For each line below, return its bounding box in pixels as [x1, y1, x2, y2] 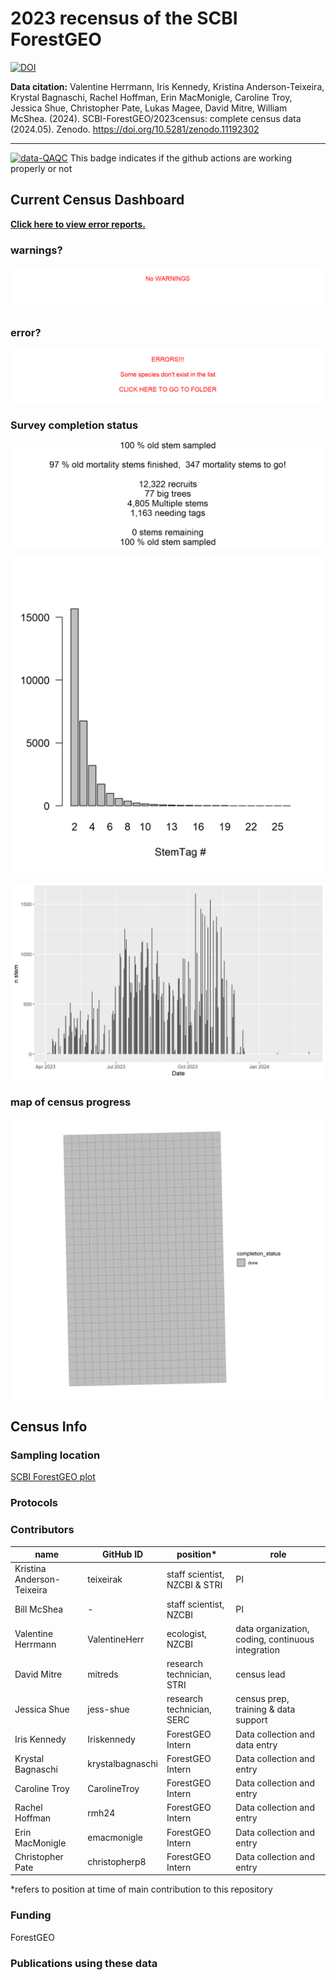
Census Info [10, 1418, 88, 1436]
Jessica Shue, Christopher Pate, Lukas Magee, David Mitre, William [10, 102, 288, 114]
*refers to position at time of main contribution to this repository [10, 1883, 273, 1896]
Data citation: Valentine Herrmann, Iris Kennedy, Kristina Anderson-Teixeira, [10, 80, 325, 92]
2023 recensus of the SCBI [10, 7, 238, 30]
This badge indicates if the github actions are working [69, 152, 293, 164]
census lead [235, 1668, 286, 1681]
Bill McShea [14, 1603, 64, 1616]
